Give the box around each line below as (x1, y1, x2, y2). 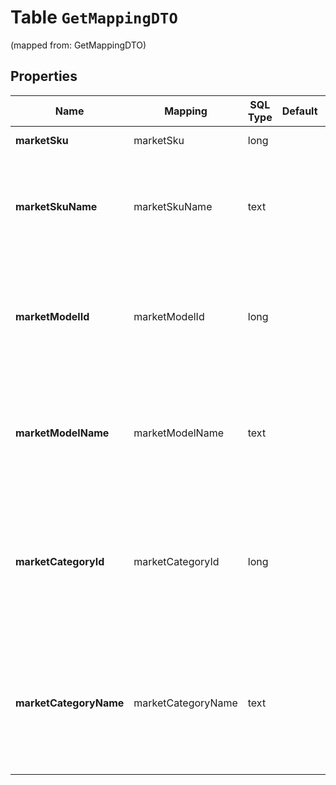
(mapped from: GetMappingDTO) (10, 39, 147, 51)
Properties (10, 68, 78, 85)
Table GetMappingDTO (10, 6, 178, 29)
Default (281, 104, 318, 118)
